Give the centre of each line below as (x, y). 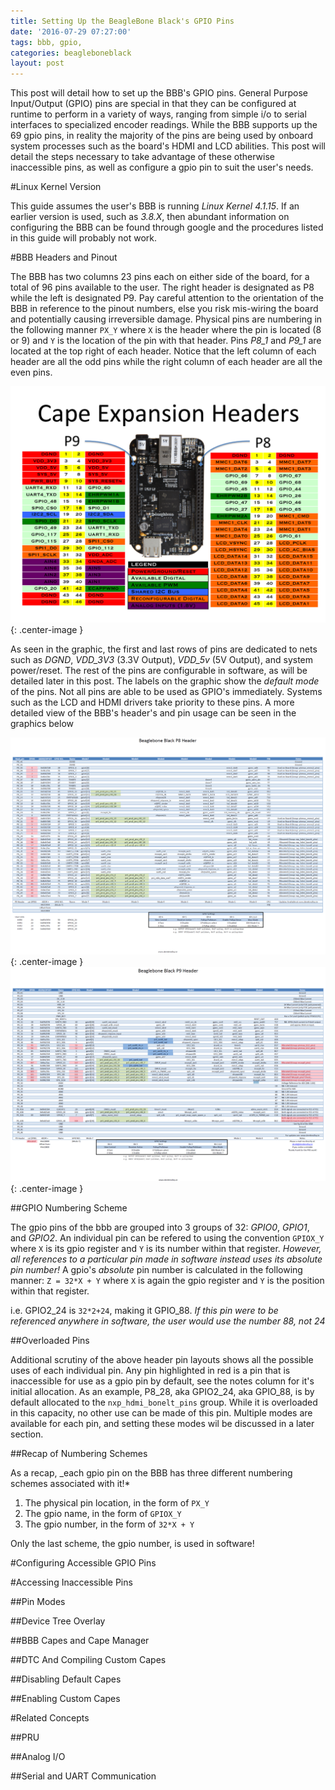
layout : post (37, 63)
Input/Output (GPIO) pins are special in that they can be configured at (153, 104)
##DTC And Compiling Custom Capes (88, 1659)
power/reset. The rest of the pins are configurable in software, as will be (159, 671)
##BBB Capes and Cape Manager (80, 1640)
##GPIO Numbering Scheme (69, 1207)
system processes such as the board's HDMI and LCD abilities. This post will (168, 146)
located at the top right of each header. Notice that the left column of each (163, 351)
